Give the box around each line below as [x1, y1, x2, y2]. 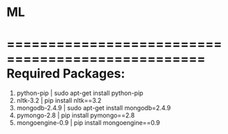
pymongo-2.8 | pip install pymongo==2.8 [16, 111, 135, 119]
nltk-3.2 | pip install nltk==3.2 [16, 96, 102, 105]
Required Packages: [6, 66, 126, 82]
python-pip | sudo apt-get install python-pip [16, 89, 144, 98]
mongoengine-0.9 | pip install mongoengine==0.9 [16, 119, 160, 127]
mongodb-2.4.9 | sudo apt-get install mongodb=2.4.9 [16, 104, 172, 112]
